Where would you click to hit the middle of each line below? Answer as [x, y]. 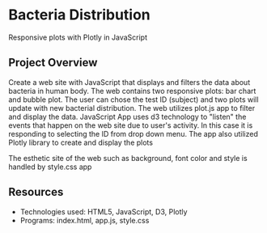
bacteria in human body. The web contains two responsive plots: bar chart [132, 91]
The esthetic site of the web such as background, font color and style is [128, 158]
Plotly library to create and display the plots [81, 142]
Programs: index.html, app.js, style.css [85, 220]
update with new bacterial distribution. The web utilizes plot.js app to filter [132, 108]
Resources [36, 192]
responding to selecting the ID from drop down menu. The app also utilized [133, 133]
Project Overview [53, 63]
